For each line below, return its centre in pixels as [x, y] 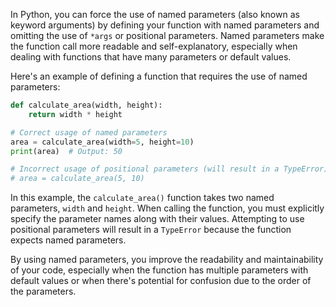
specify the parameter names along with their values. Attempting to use [157, 219]
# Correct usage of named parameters [89, 132]
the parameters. [43, 291]
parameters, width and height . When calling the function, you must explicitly [167, 208]
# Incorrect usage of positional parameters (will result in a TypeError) [169, 169]
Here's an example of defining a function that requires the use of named [159, 76]
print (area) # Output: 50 [66, 151]
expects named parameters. [68, 240]
